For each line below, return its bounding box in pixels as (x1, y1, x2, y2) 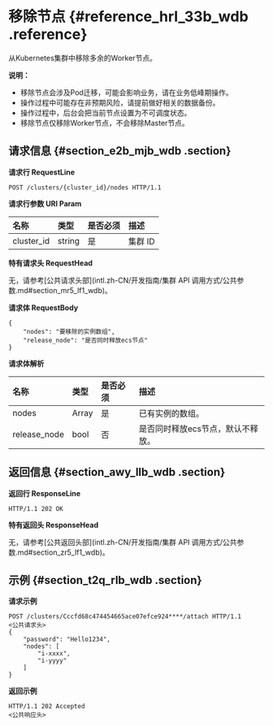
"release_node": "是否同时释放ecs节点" (23, 336, 149, 344)
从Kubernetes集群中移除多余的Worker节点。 (8, 53, 157, 63)
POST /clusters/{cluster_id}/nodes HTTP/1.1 (8, 184, 162, 192)
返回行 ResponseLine (8, 488, 81, 498)
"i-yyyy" (37, 657, 67, 665)
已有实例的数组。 (138, 408, 205, 419)
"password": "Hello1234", (23, 635, 111, 644)
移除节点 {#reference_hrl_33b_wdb (8, 7, 249, 26)
